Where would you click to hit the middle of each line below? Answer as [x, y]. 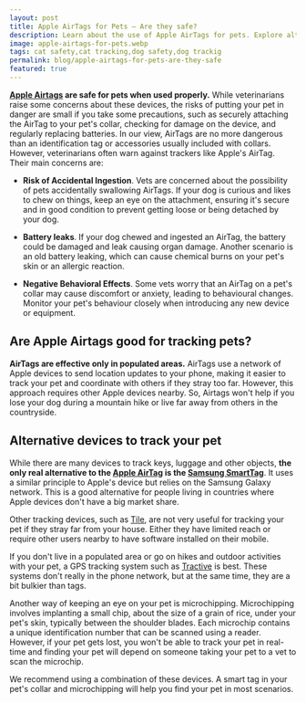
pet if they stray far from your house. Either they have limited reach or [140, 529]
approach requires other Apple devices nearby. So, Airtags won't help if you [152, 393]
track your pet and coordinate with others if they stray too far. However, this [152, 383]
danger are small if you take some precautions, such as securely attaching [149, 114]
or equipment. [49, 312]
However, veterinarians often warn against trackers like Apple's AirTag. [142, 152]
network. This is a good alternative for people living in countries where [142, 492]
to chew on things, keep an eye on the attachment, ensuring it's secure [156, 199]
